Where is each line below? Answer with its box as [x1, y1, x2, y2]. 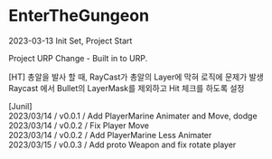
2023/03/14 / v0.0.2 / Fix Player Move [8, 119, 150, 131]
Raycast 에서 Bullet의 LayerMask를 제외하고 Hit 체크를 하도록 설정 [8, 82, 245, 93]
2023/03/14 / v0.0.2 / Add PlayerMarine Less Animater [8, 129, 212, 140]
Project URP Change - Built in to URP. [8, 52, 148, 63]
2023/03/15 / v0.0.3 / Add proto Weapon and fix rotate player [8, 139, 237, 150]
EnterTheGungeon [8, 5, 150, 26]
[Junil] [8, 100, 33, 111]
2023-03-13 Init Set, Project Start [8, 35, 133, 46]
